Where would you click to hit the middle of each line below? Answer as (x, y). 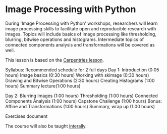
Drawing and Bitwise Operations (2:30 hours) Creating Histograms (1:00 (80, 80)
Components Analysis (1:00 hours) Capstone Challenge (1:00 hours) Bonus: (84, 101)
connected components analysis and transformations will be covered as (80, 44)
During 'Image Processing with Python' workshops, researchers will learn (81, 23)
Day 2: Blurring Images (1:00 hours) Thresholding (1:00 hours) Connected (81, 96)
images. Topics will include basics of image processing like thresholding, (81, 34)
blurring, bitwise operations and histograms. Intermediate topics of (75, 39)
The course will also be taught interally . (46, 126)
